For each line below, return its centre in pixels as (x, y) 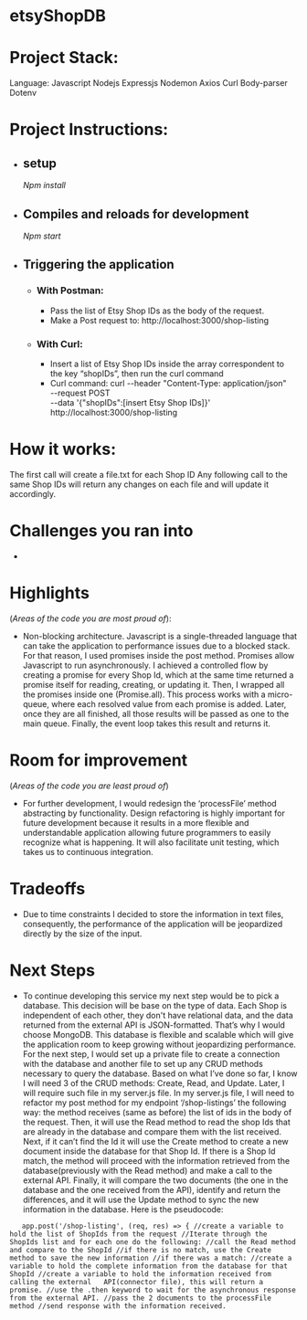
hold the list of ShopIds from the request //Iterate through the (138, 1234)
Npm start (42, 236)
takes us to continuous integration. (88, 851)
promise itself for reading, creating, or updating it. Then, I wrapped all (153, 684)
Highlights (49, 592)
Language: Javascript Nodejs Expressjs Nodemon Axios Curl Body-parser (148, 83)
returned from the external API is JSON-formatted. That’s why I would (154, 1025)
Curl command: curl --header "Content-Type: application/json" (168, 383)
